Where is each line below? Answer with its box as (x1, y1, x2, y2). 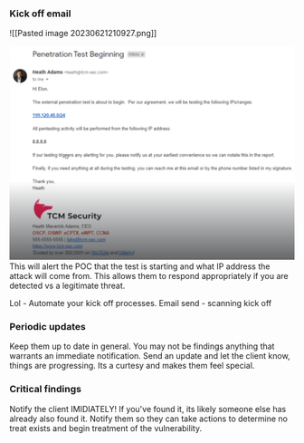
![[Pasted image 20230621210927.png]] (9, 28, 157, 39)
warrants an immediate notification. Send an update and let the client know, (9, 351, 291, 361)
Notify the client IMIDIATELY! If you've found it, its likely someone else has (9, 403, 287, 414)
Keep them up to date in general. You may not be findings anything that (9, 341, 275, 352)
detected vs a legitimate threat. (9, 280, 126, 292)
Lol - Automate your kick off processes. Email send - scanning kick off (9, 298, 272, 309)
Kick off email (9, 7, 71, 20)
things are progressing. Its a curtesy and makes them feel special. (9, 361, 255, 371)
